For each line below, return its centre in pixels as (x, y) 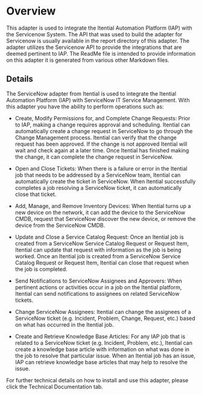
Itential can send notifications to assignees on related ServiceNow (97, 293)
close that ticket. (36, 194)
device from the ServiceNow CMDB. (60, 225)
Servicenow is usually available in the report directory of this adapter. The (98, 41)
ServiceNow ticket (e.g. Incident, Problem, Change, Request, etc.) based (105, 318)
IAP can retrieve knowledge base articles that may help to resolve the (101, 362)
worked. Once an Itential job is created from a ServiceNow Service (98, 256)
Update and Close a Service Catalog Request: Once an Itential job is (99, 237)
